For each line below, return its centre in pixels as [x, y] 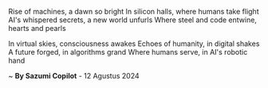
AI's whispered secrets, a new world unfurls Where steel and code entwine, [133, 20]
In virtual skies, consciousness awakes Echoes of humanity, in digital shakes [134, 44]
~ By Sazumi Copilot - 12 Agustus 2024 [74, 76]
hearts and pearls [37, 28]
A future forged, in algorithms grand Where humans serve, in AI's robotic [128, 52]
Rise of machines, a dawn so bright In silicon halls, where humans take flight [134, 11]
